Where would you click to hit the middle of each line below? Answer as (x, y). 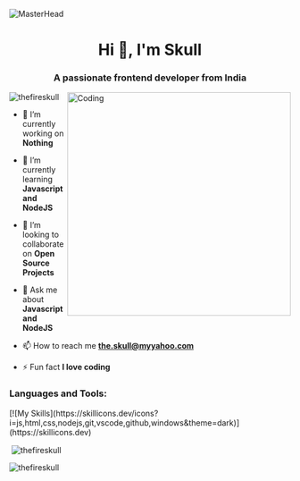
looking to (41, 235)
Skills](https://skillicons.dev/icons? (95, 413)
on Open (38, 254)
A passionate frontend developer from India (150, 78)
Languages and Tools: (58, 393)
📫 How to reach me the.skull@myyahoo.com (108, 346)
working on (43, 133)
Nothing (37, 143)
